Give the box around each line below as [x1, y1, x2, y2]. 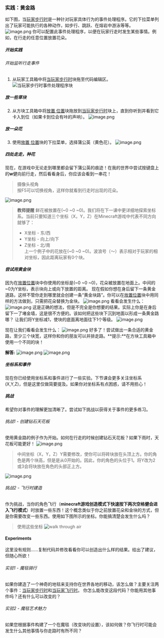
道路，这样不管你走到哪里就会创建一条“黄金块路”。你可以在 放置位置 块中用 [5, 292, 155, 298]
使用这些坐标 [17, 524, 43, 530]
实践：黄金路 [5, 4, 36, 11]
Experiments [5, 535, 32, 541]
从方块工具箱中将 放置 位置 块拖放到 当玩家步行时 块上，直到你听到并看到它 [12, 108, 159, 114]
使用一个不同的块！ [5, 339, 44, 345]
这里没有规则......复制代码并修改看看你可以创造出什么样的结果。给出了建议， [5, 547, 158, 553]
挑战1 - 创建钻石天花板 [5, 419, 50, 425]
